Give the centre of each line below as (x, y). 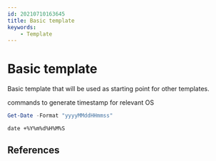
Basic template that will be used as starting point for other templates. (108, 89)
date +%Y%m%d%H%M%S (36, 129)
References (34, 150)
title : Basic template (41, 21)
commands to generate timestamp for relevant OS (81, 103)
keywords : (22, 27)
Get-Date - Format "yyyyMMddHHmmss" (60, 116)
